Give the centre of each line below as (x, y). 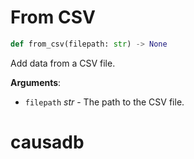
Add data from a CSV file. (63, 63)
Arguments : (36, 82)
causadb (47, 142)
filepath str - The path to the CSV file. (104, 102)
